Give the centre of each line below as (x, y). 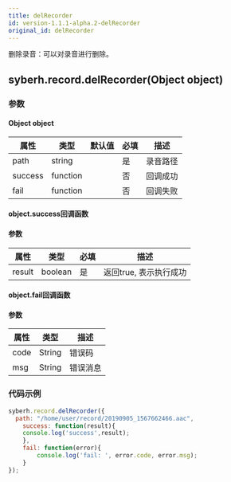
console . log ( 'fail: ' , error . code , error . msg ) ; (117, 456)
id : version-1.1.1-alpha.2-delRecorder (74, 23)
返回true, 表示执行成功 (145, 272)
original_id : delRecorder (51, 30)
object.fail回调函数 (39, 295)
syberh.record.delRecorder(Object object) (116, 79)
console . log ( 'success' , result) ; (76, 433)
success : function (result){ (69, 426)
